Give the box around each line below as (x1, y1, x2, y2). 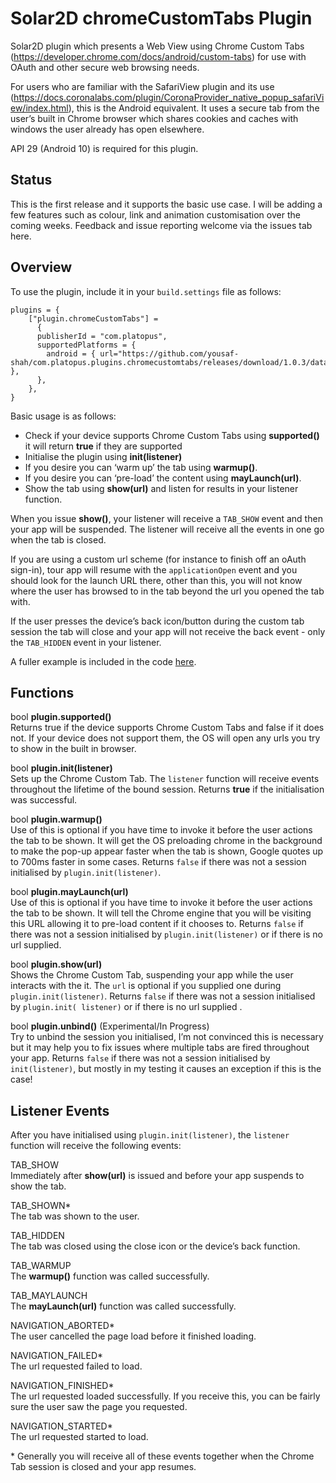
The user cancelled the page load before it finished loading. (10, 1330, 257, 1342)
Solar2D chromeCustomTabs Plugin (10, 7, 313, 30)
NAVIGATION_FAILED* (10, 1350, 104, 1362)
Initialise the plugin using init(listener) (24, 450, 183, 462)
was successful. (10, 794, 78, 806)
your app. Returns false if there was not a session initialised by (10, 1052, 271, 1064)
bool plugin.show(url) (10, 958, 103, 971)
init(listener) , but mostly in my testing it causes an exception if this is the (10, 1063, 322, 1075)
